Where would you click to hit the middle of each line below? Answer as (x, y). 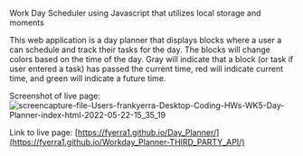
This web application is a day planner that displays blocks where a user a (146, 40)
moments (27, 23)
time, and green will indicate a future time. (88, 78)
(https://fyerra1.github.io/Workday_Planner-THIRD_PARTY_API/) (128, 142)
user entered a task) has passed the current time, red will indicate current (147, 69)
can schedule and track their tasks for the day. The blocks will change (140, 50)
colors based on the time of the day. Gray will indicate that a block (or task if (151, 59)
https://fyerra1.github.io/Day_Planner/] (148, 133)
